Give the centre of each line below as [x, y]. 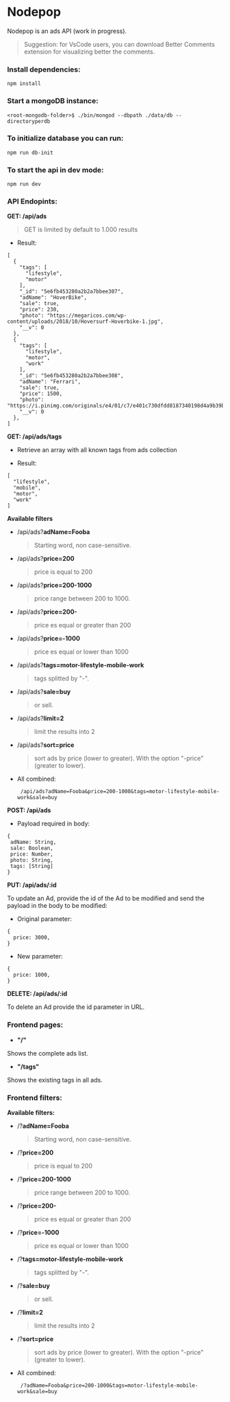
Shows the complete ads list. [48, 1053]
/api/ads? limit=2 [40, 718]
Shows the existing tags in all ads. [55, 1080]
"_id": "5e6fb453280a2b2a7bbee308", [72, 376]
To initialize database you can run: [65, 138]
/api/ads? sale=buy [44, 692]
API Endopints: [33, 201]
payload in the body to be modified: [57, 906]
